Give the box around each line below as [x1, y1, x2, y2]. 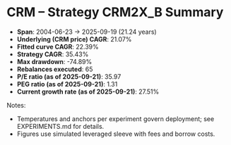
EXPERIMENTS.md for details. [16, 122, 105, 130]
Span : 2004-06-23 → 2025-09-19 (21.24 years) [16, 27, 157, 36]
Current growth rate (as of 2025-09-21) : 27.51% [16, 87, 160, 96]
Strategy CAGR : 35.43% [16, 50, 89, 58]
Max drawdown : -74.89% [16, 57, 93, 65]
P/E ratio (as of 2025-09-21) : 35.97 [16, 72, 122, 81]
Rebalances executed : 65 [16, 65, 93, 73]
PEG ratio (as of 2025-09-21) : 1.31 [16, 80, 118, 88]
